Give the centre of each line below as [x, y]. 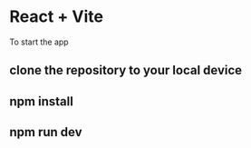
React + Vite [57, 17]
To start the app [39, 42]
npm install [42, 101]
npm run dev [46, 132]
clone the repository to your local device [126, 70]
